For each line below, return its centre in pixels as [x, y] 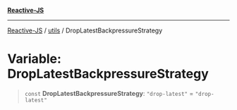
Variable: [35, 59]
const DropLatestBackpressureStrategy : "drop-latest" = [109, 93]
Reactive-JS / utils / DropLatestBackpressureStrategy [85, 30]
